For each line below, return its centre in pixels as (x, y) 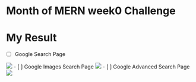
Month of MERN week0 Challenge (91, 11)
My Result (31, 38)
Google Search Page (40, 54)
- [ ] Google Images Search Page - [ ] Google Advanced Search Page (102, 67)
